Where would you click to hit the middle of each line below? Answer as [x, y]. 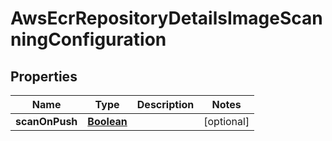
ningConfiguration [88, 39]
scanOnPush [46, 121]
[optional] [226, 121]
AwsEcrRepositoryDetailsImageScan [166, 18]
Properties [44, 76]
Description [165, 104]
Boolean [107, 121]
